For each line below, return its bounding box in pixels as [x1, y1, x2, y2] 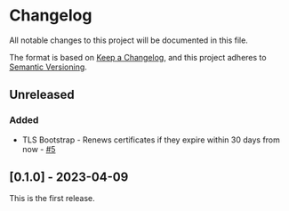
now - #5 [21, 143, 56, 154]
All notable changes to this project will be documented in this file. [9, 35, 249, 45]
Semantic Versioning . [9, 61, 87, 72]
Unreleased [9, 87, 76, 102]
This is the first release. [9, 193, 95, 204]
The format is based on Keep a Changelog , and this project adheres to [9, 52, 267, 62]
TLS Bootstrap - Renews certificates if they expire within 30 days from [21, 134, 280, 145]
